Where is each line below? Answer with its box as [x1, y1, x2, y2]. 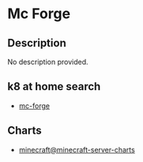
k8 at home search [7, 80, 101, 93]
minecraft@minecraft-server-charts [18, 145, 135, 154]
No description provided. [7, 57, 88, 66]
